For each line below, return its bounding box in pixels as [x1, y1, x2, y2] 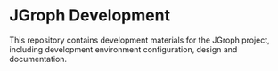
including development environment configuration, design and [9, 43, 238, 54]
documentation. [9, 53, 68, 64]
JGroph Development [9, 5, 171, 26]
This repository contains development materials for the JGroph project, [9, 35, 270, 45]
